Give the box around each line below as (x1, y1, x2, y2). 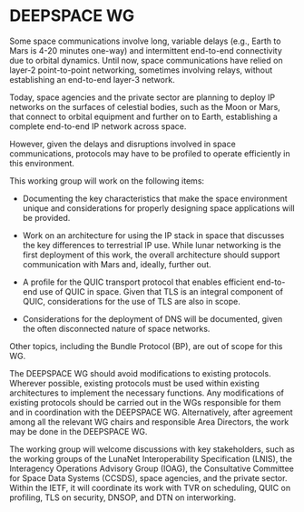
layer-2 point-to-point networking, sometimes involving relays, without (9, 65, 273, 75)
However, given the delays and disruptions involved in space (9, 138, 236, 149)
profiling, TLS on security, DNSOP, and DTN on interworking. (9, 492, 237, 503)
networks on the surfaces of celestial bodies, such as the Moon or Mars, (9, 101, 281, 112)
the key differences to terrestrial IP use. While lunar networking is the (22, 239, 281, 250)
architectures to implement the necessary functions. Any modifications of (9, 387, 284, 398)
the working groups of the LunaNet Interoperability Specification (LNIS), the (9, 453, 293, 464)
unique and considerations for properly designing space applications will (22, 202, 295, 214)
